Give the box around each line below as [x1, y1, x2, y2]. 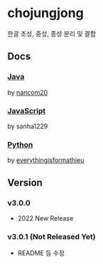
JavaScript [7, 105, 46, 115]
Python [7, 139, 33, 149]
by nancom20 [7, 88, 48, 97]
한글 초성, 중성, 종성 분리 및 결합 [7, 29, 97, 38]
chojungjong [7, 5, 84, 21]
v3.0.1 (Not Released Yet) [7, 231, 96, 241]
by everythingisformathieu [7, 156, 85, 164]
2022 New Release [17, 213, 74, 222]
